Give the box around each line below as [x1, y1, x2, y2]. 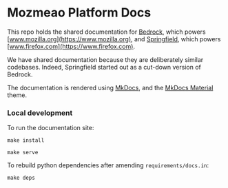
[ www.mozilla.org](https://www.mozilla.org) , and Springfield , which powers [7, 34, 221, 43]
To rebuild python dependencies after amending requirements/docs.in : [7, 161, 209, 169]
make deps [7, 174, 36, 182]
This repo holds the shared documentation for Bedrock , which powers [7, 28, 206, 36]
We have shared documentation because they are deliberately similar [7, 55, 204, 63]
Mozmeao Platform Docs [7, 5, 152, 21]
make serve [7, 149, 39, 156]
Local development [7, 108, 73, 118]
